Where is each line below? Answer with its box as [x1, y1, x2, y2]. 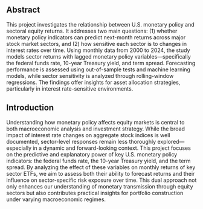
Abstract [6, 5, 40, 15]
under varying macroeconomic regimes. [6, 196, 106, 203]
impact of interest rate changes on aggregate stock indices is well [6, 131, 170, 138]
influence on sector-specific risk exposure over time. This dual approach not [6, 176, 197, 184]
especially [6, 144, 32, 152]
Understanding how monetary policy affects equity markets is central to [6, 118, 185, 126]
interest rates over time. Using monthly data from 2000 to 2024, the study [6, 47, 190, 54]
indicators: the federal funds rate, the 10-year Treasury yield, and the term [6, 157, 192, 164]
